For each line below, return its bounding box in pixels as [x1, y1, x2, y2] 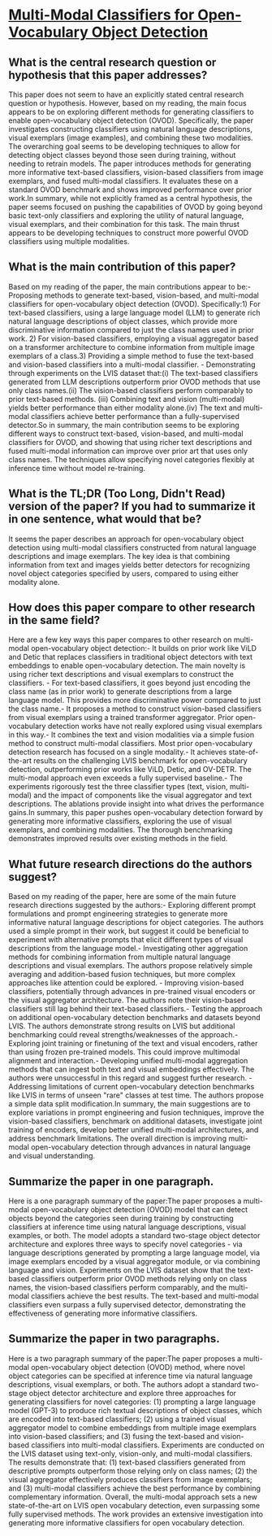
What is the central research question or [8, 55, 217, 69]
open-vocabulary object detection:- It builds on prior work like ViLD [31, 644, 257, 653]
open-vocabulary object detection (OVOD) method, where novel [31, 1362, 245, 1372]
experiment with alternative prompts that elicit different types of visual [8, 935, 244, 945]
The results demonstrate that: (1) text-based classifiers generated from [8, 1457, 246, 1467]
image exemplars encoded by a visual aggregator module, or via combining [8, 1257, 261, 1267]
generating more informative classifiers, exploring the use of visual [8, 816, 232, 827]
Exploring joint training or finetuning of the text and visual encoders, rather [8, 1039, 258, 1049]
